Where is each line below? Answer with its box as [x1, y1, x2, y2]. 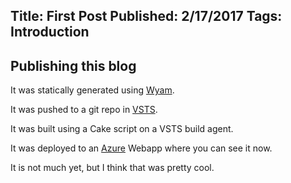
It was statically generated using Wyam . [10, 84, 175, 96]
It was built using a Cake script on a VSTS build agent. [10, 123, 234, 135]
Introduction [10, 24, 90, 41]
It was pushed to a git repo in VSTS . [10, 104, 158, 116]
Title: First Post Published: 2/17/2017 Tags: [10, 8, 283, 25]
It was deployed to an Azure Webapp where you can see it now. [10, 142, 273, 154]
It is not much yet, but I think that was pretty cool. [10, 162, 215, 174]
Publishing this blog [10, 57, 137, 74]
